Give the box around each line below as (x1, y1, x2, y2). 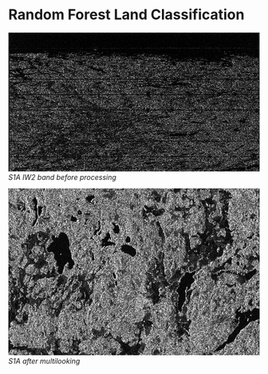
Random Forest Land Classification (8, 6, 245, 24)
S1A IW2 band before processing (8, 173, 117, 182)
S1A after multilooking (8, 356, 81, 365)
